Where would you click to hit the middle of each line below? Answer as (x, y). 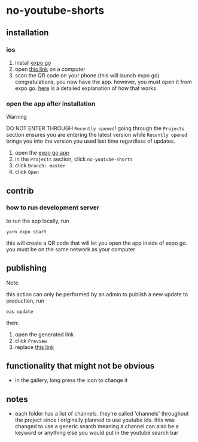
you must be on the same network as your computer (71, 249)
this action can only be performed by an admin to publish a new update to (97, 294)
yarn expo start (26, 231)
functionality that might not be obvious (80, 366)
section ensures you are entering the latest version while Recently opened (97, 135)
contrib (20, 190)
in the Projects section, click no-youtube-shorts (74, 159)
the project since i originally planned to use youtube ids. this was (95, 420)
